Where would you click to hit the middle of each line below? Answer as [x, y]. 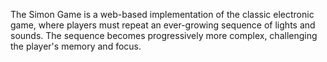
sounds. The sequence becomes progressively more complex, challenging [164, 35]
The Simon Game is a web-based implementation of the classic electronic [162, 14]
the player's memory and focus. [76, 46]
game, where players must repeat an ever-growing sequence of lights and [163, 25]
